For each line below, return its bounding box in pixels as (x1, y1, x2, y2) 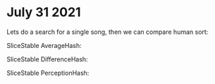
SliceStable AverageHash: (6, 41, 82, 49)
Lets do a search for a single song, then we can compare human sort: (6, 28, 209, 36)
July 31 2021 (6, 4, 82, 20)
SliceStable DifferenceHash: (6, 54, 89, 64)
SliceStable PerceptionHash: (6, 68, 90, 77)
